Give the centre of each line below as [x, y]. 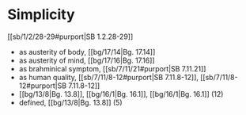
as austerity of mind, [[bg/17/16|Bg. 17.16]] [87, 60]
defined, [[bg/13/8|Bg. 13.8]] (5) [70, 102]
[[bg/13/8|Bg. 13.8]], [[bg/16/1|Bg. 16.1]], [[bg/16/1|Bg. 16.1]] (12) [121, 94]
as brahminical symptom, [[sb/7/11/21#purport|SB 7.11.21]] [112, 68]
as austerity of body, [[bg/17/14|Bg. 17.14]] [87, 52]
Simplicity [42, 15]
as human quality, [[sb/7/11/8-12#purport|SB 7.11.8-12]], [109, 77]
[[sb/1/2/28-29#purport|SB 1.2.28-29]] [70, 36]
